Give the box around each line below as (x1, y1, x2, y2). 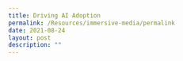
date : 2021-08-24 (8, 26, 66, 34)
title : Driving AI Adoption (8, 11, 101, 20)
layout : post (8, 33, 51, 42)
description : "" (8, 41, 62, 49)
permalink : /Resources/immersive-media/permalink (8, 19, 176, 27)
